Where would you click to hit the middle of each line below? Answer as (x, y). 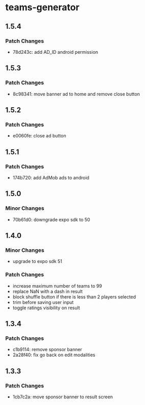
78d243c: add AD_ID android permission (55, 52)
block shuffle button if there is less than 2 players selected (74, 297)
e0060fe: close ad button (39, 136)
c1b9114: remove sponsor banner (47, 350)
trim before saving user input (43, 302)
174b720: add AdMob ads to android (51, 177)
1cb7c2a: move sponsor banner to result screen (63, 397)
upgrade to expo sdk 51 (37, 261)
